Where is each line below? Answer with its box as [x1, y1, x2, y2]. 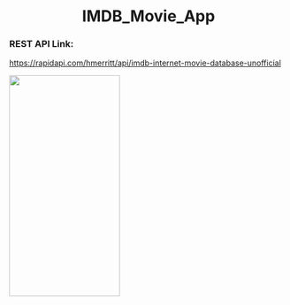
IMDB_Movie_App [81, 6, 216, 27]
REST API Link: [9, 38, 74, 50]
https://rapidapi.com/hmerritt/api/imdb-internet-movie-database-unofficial [9, 57, 281, 68]
